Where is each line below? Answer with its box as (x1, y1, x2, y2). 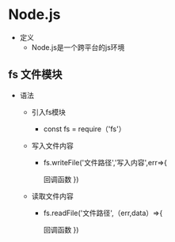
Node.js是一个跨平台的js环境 (31, 42, 125, 52)
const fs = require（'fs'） (43, 124, 126, 134)
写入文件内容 (31, 141, 74, 150)
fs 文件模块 (8, 68, 63, 81)
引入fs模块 (31, 107, 66, 116)
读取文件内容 (31, 191, 74, 201)
